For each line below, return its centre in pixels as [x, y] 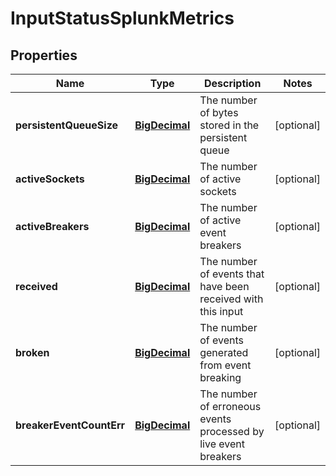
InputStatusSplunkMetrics [122, 18]
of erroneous [230, 406]
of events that [232, 274]
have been [224, 286]
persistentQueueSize [67, 125]
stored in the [229, 125]
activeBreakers [52, 226]
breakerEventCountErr [70, 425]
